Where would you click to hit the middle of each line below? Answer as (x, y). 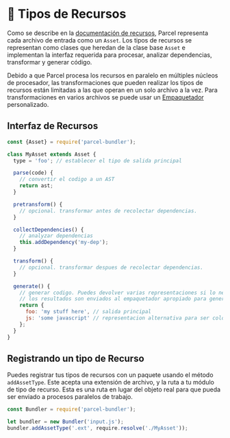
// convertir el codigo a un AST (67, 180)
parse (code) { (33, 173)
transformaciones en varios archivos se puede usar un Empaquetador (105, 97)
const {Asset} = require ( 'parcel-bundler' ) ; (72, 142)
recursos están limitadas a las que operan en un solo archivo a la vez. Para (112, 90)
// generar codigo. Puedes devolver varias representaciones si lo (117, 293)
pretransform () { (38, 204)
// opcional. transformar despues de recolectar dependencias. (112, 267)
